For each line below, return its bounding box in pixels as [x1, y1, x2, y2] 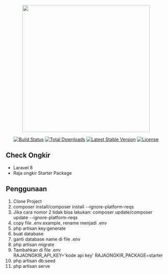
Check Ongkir [6, 151, 50, 160]
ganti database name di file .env [13, 236, 81, 242]
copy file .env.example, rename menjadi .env [13, 220, 107, 226]
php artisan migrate [13, 241, 54, 248]
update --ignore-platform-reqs [13, 214, 78, 221]
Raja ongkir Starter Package [13, 170, 72, 176]
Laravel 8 [13, 164, 33, 170]
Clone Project [13, 198, 42, 204]
